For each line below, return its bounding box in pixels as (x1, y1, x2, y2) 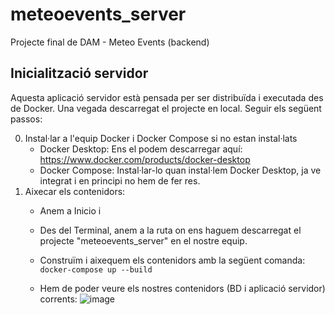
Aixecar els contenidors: (24, 185, 126, 197)
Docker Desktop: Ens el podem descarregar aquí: (39, 143, 243, 155)
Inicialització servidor (10, 65, 149, 82)
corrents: (39, 293, 78, 305)
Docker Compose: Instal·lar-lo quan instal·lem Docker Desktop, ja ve (39, 164, 322, 176)
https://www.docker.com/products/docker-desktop (39, 153, 251, 165)
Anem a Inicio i (39, 204, 102, 217)
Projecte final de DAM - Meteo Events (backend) (10, 36, 210, 48)
